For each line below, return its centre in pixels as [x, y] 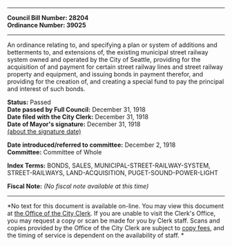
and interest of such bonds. [46, 89]
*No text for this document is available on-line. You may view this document [116, 206]
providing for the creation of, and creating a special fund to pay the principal [116, 81]
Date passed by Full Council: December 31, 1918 [77, 110]
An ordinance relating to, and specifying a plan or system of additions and [112, 45]
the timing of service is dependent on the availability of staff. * [96, 235]
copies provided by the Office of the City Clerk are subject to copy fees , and [116, 228]
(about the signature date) [44, 131]
